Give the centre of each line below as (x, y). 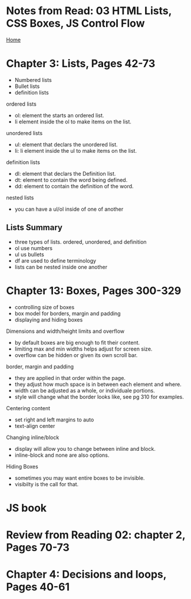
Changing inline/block (33, 437)
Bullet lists (27, 86)
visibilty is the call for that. (47, 484)
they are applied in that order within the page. (70, 378)
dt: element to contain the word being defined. (71, 180)
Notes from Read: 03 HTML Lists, (89, 11)
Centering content (28, 408)
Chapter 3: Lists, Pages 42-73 (81, 64)
